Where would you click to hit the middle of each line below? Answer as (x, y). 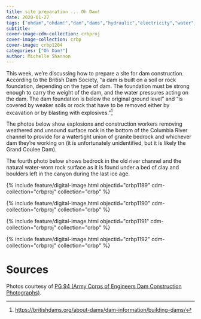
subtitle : (19, 28)
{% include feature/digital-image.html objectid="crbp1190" (78, 203)
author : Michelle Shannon (38, 56)
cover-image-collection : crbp (44, 40)
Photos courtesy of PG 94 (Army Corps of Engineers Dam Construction (94, 286)
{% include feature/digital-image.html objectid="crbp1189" (78, 186)
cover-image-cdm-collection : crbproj (53, 34)
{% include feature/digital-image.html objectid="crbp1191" (78, 221)
